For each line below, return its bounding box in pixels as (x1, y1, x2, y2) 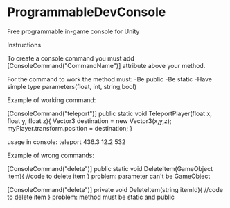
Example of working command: (7, 95, 96, 104)
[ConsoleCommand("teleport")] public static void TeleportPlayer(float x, (7, 109, 213, 118)
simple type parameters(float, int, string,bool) (7, 82, 137, 90)
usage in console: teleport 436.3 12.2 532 (7, 137, 126, 146)
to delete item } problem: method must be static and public (7, 193, 175, 201)
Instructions (7, 40, 42, 49)
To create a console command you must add (7, 54, 134, 63)
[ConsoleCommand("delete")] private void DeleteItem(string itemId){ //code (7, 185, 224, 193)
